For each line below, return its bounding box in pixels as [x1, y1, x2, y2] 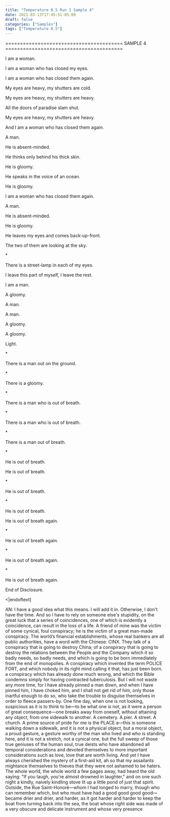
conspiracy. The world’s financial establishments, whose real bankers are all [5, 633, 164, 640]
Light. [5, 341, 17, 347]
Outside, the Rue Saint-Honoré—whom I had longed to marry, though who [5, 785, 160, 791]
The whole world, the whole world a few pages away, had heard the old [5, 768, 155, 774]
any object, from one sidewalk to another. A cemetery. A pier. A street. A [5, 714, 156, 721]
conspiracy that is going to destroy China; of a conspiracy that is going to [5, 644, 159, 650]
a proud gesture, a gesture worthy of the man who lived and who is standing [5, 731, 165, 737]
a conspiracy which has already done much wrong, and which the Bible [5, 671, 155, 677]
